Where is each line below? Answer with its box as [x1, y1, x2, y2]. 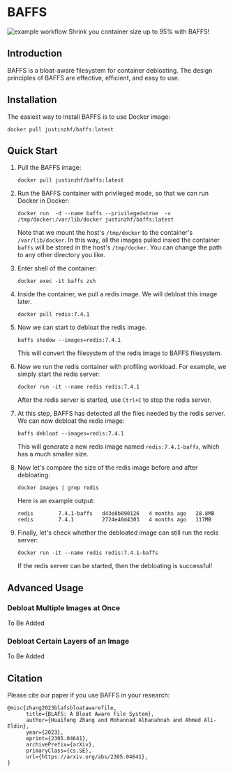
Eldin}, [7, 723, 30, 730]
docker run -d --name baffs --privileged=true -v [17, 210, 171, 217]
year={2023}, [25, 729, 64, 736]
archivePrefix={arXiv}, [25, 742, 96, 749]
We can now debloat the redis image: [17, 417, 125, 425]
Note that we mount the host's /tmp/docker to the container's [17, 229, 193, 237]
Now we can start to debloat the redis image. [17, 323, 147, 332]
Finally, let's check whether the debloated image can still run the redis [17, 528, 219, 537]
